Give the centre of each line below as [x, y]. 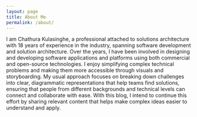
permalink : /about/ [30, 22]
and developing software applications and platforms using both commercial [98, 58]
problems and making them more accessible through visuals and [85, 71]
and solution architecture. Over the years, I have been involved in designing [98, 52]
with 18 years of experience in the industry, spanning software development [98, 45]
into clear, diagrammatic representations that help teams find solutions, [93, 83]
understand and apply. [33, 108]
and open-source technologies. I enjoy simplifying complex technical [90, 64]
